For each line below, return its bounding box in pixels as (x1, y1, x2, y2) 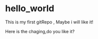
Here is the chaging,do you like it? (5, 28, 75, 34)
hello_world (5, 3, 55, 14)
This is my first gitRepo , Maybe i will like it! (5, 19, 94, 25)
